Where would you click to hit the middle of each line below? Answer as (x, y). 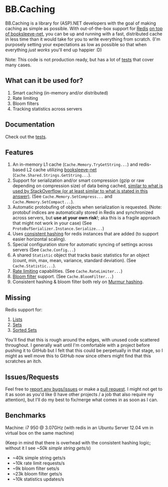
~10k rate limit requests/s (39, 463)
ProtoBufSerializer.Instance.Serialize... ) (58, 228)
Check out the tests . (26, 137)
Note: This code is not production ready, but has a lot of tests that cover (79, 59)
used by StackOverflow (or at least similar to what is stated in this (80, 191)
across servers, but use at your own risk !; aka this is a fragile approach (86, 218)
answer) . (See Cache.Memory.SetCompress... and (62, 196)
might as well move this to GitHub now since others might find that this (78, 356)
